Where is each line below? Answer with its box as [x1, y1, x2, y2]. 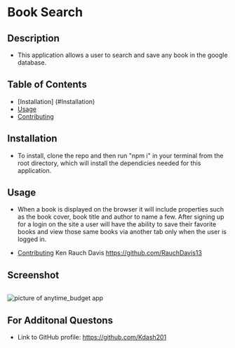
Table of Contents [7, 79, 88, 91]
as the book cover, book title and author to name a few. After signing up [17, 212, 224, 221]
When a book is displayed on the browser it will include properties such [17, 205, 224, 214]
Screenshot [7, 269, 60, 281]
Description [7, 32, 60, 44]
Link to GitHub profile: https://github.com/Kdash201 [17, 333, 167, 342]
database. [17, 58, 47, 67]
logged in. [17, 235, 47, 243]
